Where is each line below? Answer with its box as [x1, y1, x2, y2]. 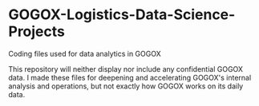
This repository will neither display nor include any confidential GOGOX [8, 64, 243, 73]
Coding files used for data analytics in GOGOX [8, 49, 162, 58]
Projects [8, 22, 66, 41]
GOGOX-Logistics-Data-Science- [8, 6, 236, 24]
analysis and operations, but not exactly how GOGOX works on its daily [8, 81, 244, 91]
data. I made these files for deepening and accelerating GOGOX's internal [8, 73, 252, 82]
